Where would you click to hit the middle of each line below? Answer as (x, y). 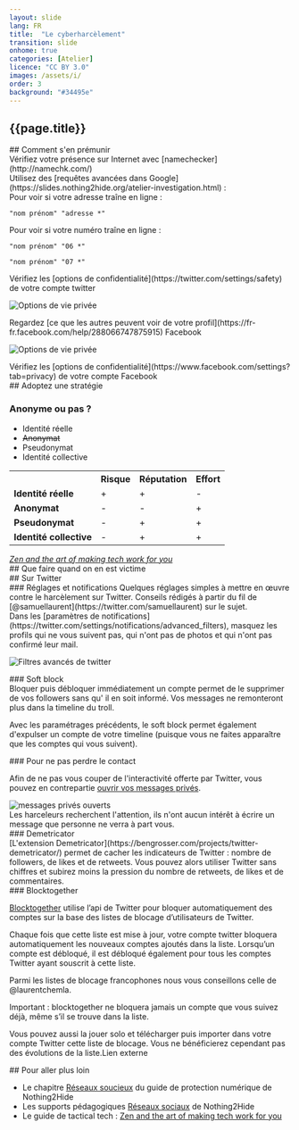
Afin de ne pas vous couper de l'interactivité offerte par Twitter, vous (136, 778)
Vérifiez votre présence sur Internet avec (84, 159)
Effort (208, 478)
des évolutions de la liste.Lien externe (79, 1052)
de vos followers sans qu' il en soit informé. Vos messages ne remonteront (146, 698)
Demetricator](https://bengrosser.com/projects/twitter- (157, 843)
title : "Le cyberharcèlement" (67, 34)
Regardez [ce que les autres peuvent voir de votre (101, 323)
